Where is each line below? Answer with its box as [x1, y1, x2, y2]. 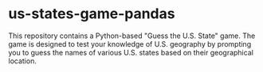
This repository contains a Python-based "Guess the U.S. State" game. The [8, 31, 256, 40]
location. [8, 56, 37, 66]
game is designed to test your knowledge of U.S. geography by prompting [8, 39, 252, 48]
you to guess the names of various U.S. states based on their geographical [8, 47, 253, 57]
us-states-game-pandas [8, 5, 175, 23]
